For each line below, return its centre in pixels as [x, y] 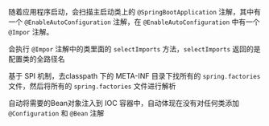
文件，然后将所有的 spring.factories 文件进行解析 [92, 86]
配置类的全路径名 [37, 59]
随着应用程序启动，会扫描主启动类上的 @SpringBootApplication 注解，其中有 [135, 12]
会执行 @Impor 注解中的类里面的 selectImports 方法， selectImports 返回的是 [134, 49]
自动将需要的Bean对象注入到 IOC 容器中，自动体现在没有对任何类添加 [124, 103]
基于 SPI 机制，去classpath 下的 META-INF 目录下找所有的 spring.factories [134, 76]
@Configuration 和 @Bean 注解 [56, 113]
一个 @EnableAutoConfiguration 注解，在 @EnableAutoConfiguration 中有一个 [134, 22]
